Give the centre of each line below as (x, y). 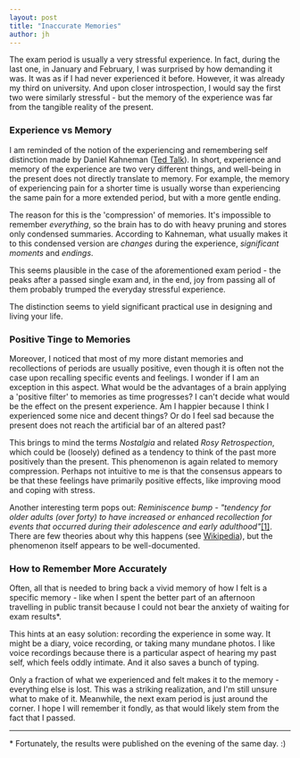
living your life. (37, 316)
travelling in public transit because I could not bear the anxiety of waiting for (150, 607)
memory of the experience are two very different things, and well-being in (145, 169)
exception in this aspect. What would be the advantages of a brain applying (148, 387)
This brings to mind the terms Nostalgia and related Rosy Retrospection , (142, 442)
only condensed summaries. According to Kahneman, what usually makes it (149, 234)
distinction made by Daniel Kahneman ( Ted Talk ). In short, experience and (145, 159)
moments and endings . (51, 252)
